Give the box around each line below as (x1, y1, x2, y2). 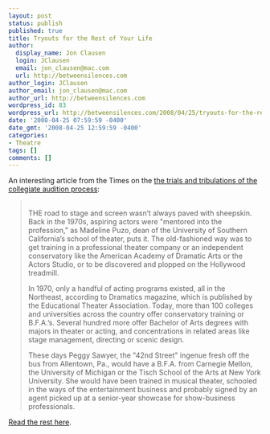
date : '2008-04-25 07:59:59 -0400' (8, 117, 128, 125)
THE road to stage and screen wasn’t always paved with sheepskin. (27, 208, 252, 218)
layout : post (8, 11, 52, 20)
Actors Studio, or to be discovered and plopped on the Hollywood (27, 260, 246, 269)
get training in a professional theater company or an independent (27, 243, 243, 252)
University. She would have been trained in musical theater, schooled (27, 376, 257, 386)
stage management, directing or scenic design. (27, 335, 185, 345)
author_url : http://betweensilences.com (8, 94, 146, 102)
